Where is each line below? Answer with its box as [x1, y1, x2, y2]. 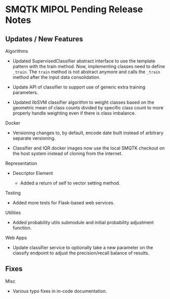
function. [12, 225, 32, 231]
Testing [5, 190, 21, 196]
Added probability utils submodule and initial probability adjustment [12, 220, 154, 225]
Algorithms [5, 48, 28, 54]
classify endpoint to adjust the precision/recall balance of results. [12, 250, 150, 256]
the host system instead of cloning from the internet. [12, 151, 123, 156]
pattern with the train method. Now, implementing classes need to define [12, 64, 165, 69]
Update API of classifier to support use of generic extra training [12, 84, 146, 90]
